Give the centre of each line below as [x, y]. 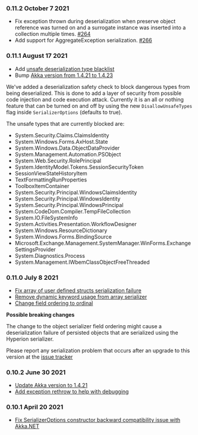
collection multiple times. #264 [53, 34]
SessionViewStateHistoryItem [51, 173]
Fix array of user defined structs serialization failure [78, 290]
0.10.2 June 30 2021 [36, 372]
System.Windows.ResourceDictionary [61, 230]
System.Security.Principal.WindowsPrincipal [69, 205]
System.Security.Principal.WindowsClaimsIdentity [76, 192]
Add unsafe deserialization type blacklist [65, 69]
